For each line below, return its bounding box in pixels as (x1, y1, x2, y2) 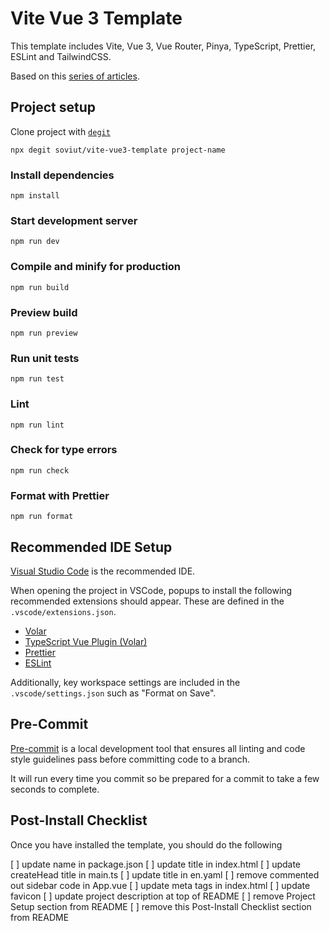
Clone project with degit (10, 125, 111, 137)
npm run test (10, 374, 65, 384)
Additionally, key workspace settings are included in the (10, 676, 241, 688)
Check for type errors (10, 443, 118, 457)
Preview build (10, 305, 78, 319)
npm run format (10, 512, 74, 522)
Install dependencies (10, 168, 115, 182)
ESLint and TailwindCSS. (10, 50, 112, 62)
